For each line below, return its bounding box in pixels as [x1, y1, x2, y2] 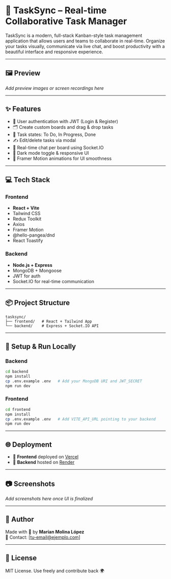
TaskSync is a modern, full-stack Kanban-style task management [5, 32, 142, 38]
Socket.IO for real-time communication [12, 278, 94, 284]
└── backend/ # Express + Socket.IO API [5, 323, 99, 329]
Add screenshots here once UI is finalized [5, 495, 93, 501]
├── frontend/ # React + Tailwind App [5, 319, 93, 324]
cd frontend [5, 407, 31, 412]
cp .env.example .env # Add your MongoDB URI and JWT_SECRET [5, 378, 142, 384]
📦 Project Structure [5, 298, 70, 307]
